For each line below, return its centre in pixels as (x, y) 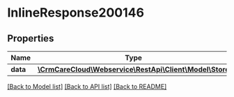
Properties (31, 38)
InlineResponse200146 (76, 13)
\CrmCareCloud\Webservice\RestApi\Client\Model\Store (133, 69)
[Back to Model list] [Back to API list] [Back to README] (87, 87)
